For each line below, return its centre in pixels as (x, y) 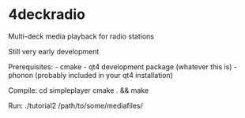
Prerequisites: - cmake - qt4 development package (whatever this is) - (123, 66)
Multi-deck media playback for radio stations (81, 36)
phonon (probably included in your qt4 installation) (91, 75)
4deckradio (47, 15)
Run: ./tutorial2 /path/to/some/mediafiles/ (76, 105)
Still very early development (54, 51)
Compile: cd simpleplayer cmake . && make (78, 90)
